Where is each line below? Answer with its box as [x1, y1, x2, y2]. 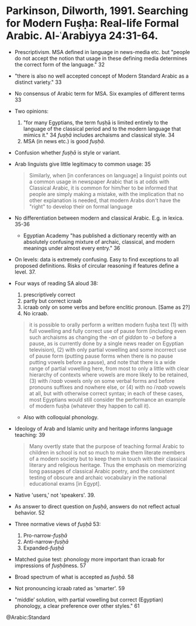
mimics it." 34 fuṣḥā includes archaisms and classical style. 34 [23, 131, 175, 139]
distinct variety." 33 [14, 78, 62, 86]
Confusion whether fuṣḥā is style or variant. [14, 149, 121, 156]
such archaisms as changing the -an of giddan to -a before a [29, 334, 177, 341]
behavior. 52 [14, 509, 45, 516]
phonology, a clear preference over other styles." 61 [14, 602, 140, 609]
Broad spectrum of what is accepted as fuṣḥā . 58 [14, 573, 135, 580]
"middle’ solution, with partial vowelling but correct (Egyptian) [14, 596, 164, 603]
